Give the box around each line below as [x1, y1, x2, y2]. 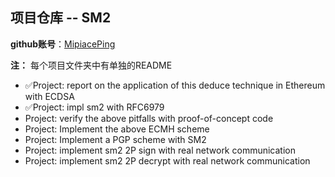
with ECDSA [24, 90, 75, 102]
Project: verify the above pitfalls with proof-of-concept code [24, 112, 274, 124]
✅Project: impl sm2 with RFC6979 [24, 101, 165, 113]
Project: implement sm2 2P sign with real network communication [24, 144, 296, 156]
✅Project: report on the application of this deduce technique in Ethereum [24, 79, 326, 91]
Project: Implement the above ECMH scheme [24, 123, 210, 135]
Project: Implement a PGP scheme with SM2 [24, 133, 207, 145]
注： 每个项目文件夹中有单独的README [10, 59, 173, 71]
